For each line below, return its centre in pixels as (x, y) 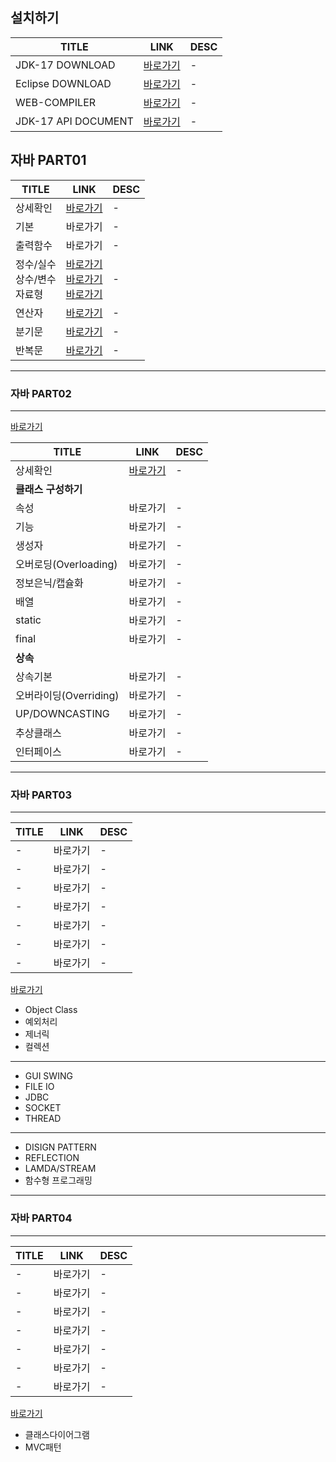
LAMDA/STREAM (60, 1169)
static (28, 620)
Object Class (51, 1010)
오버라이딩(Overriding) (67, 695)
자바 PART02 (41, 393)
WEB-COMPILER (56, 102)
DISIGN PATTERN (60, 1147)
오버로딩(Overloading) (66, 564)
